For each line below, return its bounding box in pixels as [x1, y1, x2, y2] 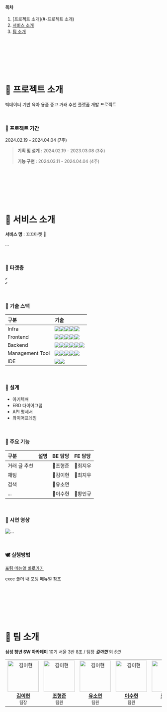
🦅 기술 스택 [5, 302, 30, 309]
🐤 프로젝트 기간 [5, 125, 39, 132]
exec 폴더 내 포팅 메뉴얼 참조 [5, 576, 61, 582]
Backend [7, 341, 28, 348]
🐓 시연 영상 [5, 516, 30, 523]
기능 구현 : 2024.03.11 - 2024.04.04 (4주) [17, 158, 100, 164]
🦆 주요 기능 [5, 439, 30, 446]
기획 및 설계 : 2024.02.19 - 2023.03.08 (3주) [17, 148, 105, 154]
